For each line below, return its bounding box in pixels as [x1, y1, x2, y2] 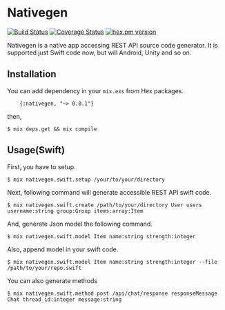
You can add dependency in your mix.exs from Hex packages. [7, 86, 184, 95]
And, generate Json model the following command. [7, 220, 153, 228]
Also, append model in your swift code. [7, 245, 119, 253]
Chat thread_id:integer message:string [7, 296, 122, 303]
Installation [7, 68, 57, 80]
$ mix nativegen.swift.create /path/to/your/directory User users [7, 202, 202, 209]
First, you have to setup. [7, 162, 76, 171]
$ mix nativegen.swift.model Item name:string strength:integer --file [7, 258, 217, 265]
